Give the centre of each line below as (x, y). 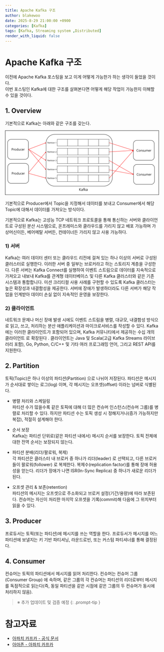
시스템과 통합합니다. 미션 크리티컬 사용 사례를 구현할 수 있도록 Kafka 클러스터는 (81, 282)
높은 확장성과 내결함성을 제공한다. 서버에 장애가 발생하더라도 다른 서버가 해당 (78, 288)
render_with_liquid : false (32, 36)
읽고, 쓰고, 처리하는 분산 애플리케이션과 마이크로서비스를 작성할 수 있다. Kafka (84, 326)
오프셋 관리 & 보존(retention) (40, 487)
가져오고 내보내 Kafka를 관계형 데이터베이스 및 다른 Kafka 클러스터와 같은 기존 (80, 276)
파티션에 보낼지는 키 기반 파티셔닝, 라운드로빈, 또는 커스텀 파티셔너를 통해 (75, 540)
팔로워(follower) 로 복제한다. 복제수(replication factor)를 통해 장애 (85, 464)
